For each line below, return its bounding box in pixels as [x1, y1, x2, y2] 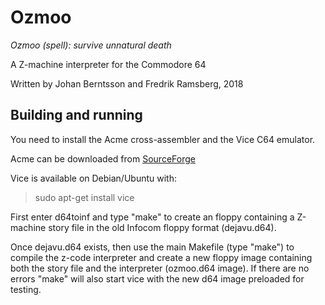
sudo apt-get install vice [34, 191, 135, 203]
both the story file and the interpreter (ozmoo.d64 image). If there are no [10, 262, 310, 274]
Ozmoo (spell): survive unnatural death [10, 39, 172, 51]
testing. [10, 283, 42, 295]
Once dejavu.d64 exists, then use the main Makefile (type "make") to [10, 241, 295, 253]
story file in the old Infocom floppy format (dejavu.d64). [48, 221, 277, 233]
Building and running [10, 107, 143, 124]
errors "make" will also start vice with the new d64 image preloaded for [10, 272, 305, 285]
